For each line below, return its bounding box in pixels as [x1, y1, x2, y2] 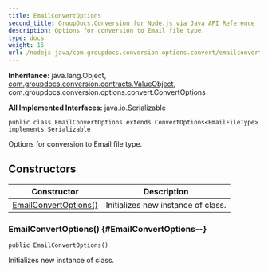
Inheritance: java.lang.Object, [8, 71, 107, 80]
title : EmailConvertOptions [8, 11, 102, 20]
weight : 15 [8, 41, 45, 49]
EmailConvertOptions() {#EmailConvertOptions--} [8, 223, 207, 234]
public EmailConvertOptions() [8, 242, 109, 249]
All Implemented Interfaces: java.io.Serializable [8, 103, 166, 112]
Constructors [8, 163, 77, 176]
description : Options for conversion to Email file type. [8, 26, 205, 34]
